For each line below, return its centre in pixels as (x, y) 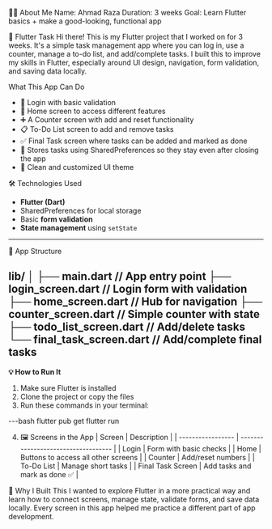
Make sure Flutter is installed (68, 387)
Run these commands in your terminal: (85, 405)
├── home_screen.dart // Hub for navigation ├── (136, 302)
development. (31, 516)
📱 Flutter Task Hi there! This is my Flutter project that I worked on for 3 (125, 37)
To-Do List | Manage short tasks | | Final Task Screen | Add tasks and (136, 466)
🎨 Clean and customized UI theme (77, 167)
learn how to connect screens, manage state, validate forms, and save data (134, 499)
